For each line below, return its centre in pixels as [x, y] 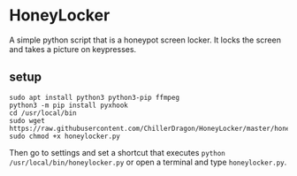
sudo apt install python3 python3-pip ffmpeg [94, 97]
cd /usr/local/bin [43, 113]
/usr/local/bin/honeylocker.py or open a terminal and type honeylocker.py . [148, 162]
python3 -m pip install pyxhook [69, 105]
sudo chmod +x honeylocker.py [65, 136]
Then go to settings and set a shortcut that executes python [117, 152]
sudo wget [27, 120]
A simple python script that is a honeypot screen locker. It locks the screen [145, 40]
